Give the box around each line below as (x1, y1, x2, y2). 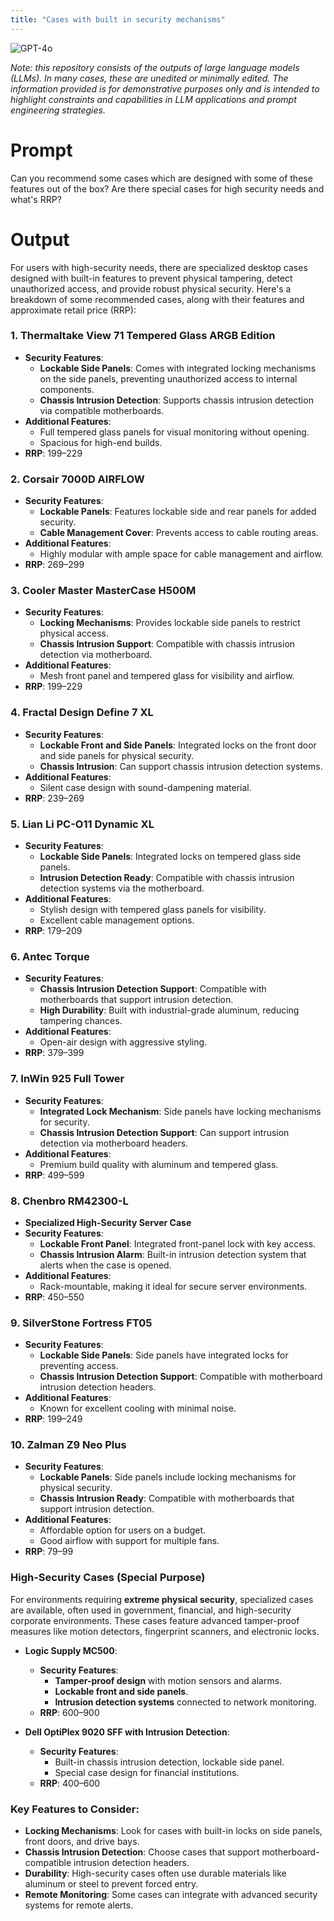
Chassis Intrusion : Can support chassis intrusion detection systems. (39, 760, 323, 772)
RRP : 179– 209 (24, 924, 83, 936)
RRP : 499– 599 (24, 1169, 85, 1181)
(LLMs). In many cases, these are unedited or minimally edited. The (10, 72, 289, 84)
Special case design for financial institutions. (54, 1766, 240, 1778)
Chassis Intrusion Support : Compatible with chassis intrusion (39, 638, 296, 650)
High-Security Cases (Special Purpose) (10, 1571, 206, 1585)
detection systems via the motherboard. (39, 882, 205, 894)
